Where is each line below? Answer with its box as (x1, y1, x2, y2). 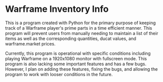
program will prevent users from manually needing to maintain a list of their (5, 30, 159, 36)
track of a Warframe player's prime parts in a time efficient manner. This (5, 25, 153, 31)
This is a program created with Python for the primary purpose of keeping (5, 20, 156, 26)
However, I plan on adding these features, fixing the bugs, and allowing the (5, 66, 158, 72)
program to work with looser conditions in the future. (5, 71, 113, 77)
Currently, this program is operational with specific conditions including (5, 50, 151, 56)
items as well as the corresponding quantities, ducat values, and (5, 36, 136, 41)
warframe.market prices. (5, 41, 56, 46)
